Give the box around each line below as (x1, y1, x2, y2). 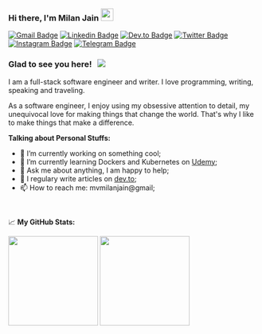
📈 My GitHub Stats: (8, 217, 76, 227)
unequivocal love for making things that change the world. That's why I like (8, 109, 255, 118)
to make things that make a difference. (8, 118, 135, 127)
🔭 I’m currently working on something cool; (19, 148, 162, 158)
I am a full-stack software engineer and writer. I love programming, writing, (8, 76, 254, 87)
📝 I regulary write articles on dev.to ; (19, 173, 137, 183)
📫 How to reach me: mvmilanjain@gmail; (19, 183, 155, 192)
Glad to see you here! (8, 59, 92, 70)
